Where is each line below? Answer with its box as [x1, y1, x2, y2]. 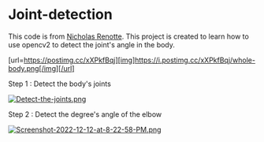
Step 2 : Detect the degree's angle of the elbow [8, 109, 162, 119]
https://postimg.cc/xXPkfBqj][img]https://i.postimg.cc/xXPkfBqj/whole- [23, 55, 256, 65]
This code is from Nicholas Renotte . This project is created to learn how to [8, 32, 250, 41]
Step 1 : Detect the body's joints [8, 79, 112, 88]
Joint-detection [8, 6, 113, 24]
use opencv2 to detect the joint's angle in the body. [8, 39, 176, 49]
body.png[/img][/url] [8, 63, 75, 73]
